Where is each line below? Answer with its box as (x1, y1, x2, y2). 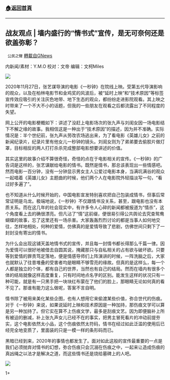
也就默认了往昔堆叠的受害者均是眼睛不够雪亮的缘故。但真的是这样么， (5, 260, 152, 266)
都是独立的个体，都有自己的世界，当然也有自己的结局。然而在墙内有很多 (9, 266, 160, 272)
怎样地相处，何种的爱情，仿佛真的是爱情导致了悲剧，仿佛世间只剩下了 (14, 224, 160, 230)
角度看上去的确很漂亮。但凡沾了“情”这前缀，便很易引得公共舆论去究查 (9, 211, 156, 217)
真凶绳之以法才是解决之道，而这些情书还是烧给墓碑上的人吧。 (5, 351, 134, 357)
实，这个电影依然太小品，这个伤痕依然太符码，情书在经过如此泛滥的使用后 (5, 321, 160, 327)
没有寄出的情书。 (14, 230, 50, 236)
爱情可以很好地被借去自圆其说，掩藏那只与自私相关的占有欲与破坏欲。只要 (9, 247, 165, 253)
